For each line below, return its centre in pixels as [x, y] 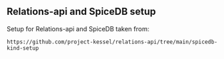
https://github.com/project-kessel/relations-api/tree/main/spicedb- [112, 42]
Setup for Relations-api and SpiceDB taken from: [78, 28]
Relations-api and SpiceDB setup [81, 12]
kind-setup [23, 48]
